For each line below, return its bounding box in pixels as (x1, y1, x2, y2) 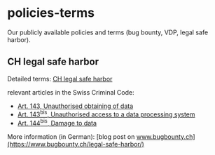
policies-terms (7, 5, 95, 21)
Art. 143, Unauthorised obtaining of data (17, 102, 134, 110)
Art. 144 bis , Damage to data (17, 118, 97, 128)
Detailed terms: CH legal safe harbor (7, 74, 113, 83)
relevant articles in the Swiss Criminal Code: (7, 88, 134, 96)
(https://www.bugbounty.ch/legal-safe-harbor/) (7, 140, 145, 149)
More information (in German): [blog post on (7, 133, 135, 141)
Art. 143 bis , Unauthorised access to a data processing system (17, 109, 195, 119)
